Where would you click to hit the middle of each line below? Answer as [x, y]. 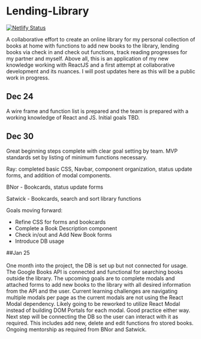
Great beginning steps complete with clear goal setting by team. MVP [92, 151]
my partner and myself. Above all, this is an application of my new [88, 58]
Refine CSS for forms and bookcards [60, 222]
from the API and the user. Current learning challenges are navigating [92, 291]
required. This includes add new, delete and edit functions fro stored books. [100, 323]
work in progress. [28, 78]
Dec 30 [20, 136]
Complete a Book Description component [66, 228]
